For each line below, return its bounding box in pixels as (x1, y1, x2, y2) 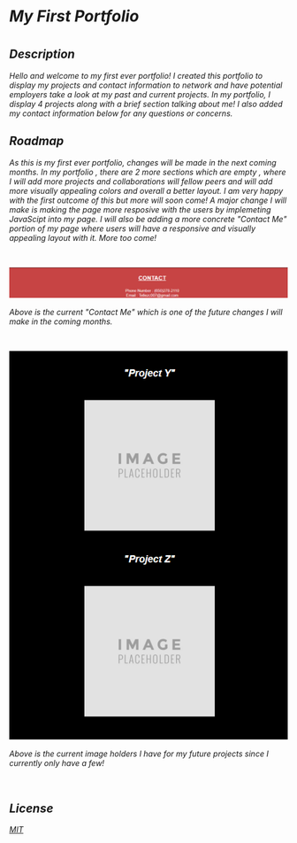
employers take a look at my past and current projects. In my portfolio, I (9, 89, 271, 99)
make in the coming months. (9, 316, 113, 327)
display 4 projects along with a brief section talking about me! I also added (9, 98, 283, 109)
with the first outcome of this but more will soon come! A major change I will (9, 195, 287, 205)
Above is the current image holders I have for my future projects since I (9, 748, 270, 759)
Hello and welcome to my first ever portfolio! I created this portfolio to (9, 70, 263, 81)
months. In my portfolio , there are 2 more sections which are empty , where (9, 166, 286, 177)
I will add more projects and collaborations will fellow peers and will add (9, 175, 273, 187)
